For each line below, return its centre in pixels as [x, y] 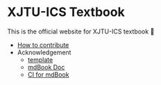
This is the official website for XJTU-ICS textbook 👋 [81, 31]
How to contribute [43, 45]
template [40, 59]
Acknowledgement [44, 52]
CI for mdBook [48, 75]
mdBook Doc [46, 67]
